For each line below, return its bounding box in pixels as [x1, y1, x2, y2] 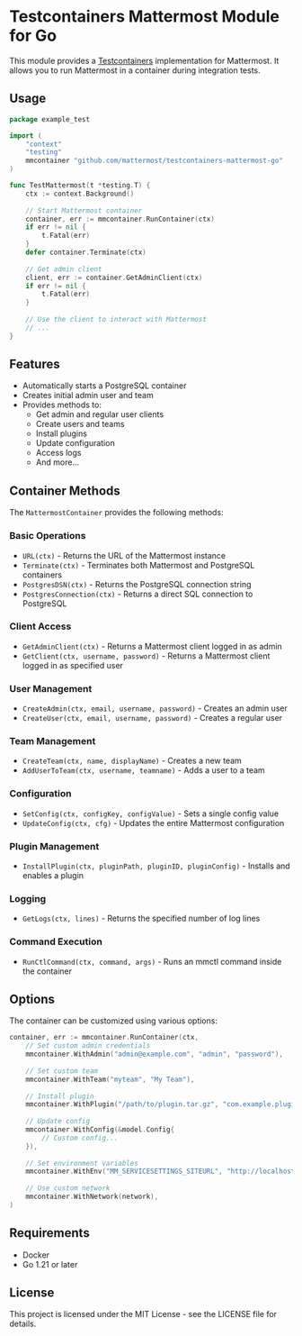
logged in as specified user [22, 659, 124, 670]
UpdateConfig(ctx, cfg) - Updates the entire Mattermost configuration [22, 817, 285, 828]
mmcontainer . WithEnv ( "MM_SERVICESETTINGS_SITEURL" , [25, 1167, 223, 1177]
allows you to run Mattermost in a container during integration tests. [9, 65, 261, 76]
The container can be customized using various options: [9, 1015, 218, 1026]
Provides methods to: [22, 399, 102, 411]
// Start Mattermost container [25, 205, 143, 215]
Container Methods [9, 483, 121, 498]
